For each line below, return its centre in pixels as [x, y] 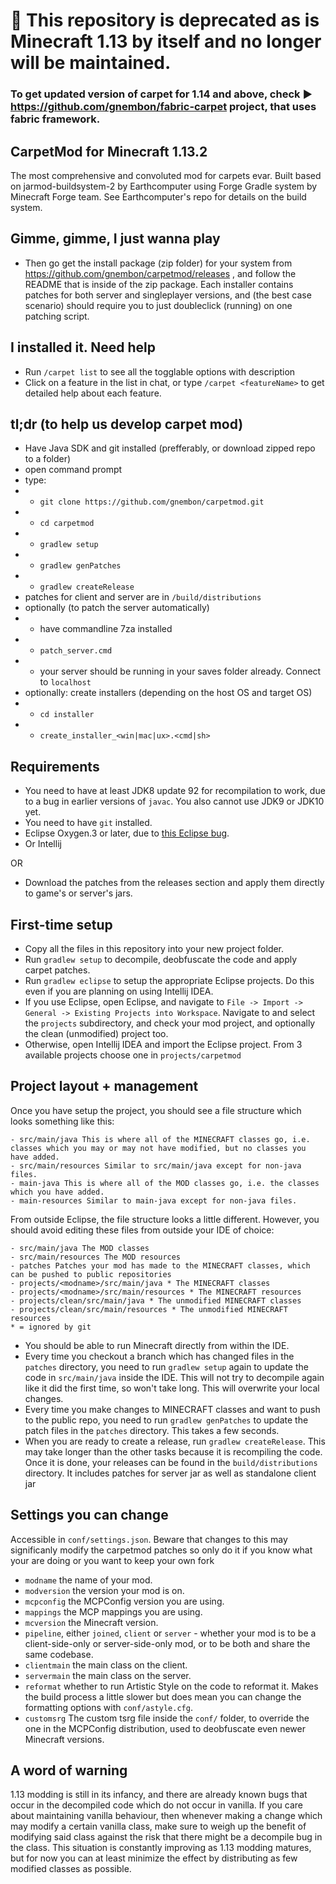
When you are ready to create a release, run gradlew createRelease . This [175, 1441]
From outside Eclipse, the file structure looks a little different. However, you [165, 1219]
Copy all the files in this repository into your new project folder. [154, 948]
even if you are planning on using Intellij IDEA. [119, 991]
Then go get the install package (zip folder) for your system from [158, 263]
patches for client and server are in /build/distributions [143, 597]
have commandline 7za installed [106, 629]
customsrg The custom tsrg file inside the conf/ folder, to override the [167, 1718]
